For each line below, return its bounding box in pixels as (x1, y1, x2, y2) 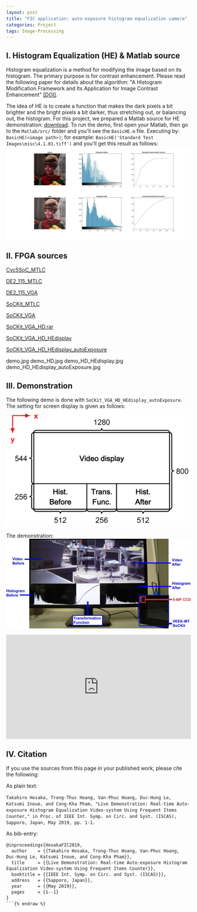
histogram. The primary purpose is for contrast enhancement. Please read (6, 72, 186, 79)
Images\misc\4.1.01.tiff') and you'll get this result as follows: (6, 140, 158, 147)
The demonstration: (6, 532, 54, 539)
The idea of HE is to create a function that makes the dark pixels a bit (6, 103, 173, 110)
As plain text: (6, 782, 38, 790)
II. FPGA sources (6, 250, 68, 261)
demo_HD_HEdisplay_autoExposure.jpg (6, 364, 101, 371)
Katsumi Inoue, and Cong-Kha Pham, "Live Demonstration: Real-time (6, 801, 175, 807)
